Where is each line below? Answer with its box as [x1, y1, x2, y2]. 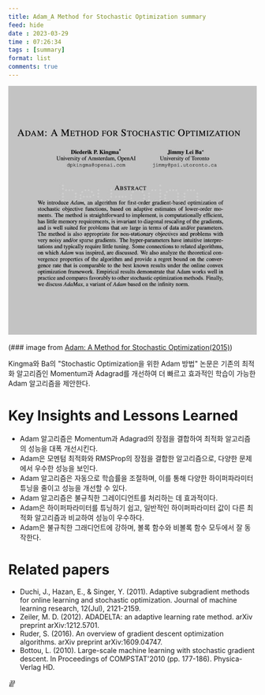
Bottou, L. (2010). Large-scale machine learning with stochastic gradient [19, 645, 255, 655]
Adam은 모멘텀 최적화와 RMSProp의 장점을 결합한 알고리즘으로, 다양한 [19, 453, 238, 463]
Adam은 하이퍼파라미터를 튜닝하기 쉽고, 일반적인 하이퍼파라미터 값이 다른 [19, 502, 246, 513]
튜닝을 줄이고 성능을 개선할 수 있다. [19, 483, 128, 493]
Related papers [8, 561, 110, 578]
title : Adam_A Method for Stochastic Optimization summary [8, 13, 207, 21]
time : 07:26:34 [8, 38, 62, 46]
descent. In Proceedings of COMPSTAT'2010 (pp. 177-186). [19, 654, 212, 663]
